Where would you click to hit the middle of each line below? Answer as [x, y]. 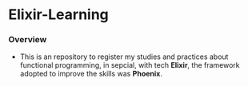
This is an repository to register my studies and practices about [124, 57]
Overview [28, 40]
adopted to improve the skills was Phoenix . [91, 74]
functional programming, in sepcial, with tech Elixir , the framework [130, 65]
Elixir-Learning [59, 15]
